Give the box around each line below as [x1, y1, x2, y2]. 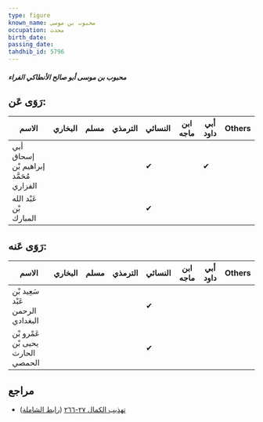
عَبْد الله [12, 193, 38, 204]
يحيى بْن [12, 338, 39, 349]
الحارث [12, 347, 36, 358]
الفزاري [12, 180, 38, 191]
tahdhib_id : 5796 [8, 48, 65, 56]
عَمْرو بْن [12, 328, 41, 339]
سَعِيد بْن [12, 286, 40, 296]
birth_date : [8, 33, 47, 42]
